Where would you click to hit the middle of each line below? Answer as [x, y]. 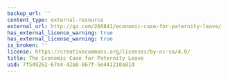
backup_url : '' [29, 13]
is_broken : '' [28, 45]
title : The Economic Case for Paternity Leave [76, 58]
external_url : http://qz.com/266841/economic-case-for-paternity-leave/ [114, 26]
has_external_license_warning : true [60, 39]
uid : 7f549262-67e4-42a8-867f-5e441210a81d [71, 65]
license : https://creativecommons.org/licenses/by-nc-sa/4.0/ [99, 52]
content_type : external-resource [55, 20]
